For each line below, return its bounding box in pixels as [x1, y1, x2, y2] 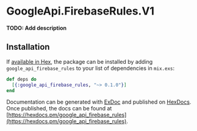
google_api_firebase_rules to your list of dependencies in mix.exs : [6, 64, 175, 72]
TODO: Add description [6, 24, 67, 32]
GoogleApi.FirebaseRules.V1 [6, 4, 154, 18]
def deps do [6, 76, 37, 82]
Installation [6, 42, 50, 52]
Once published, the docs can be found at [6, 105, 112, 112]
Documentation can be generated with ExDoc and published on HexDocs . [6, 98, 192, 106]
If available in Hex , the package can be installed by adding [6, 58, 153, 65]
